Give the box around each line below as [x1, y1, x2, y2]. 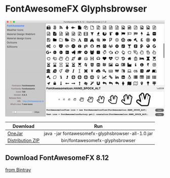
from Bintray [5, 167, 31, 173]
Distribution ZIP [7, 138, 40, 144]
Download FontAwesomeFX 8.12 [5, 153, 109, 162]
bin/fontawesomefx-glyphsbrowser [61, 138, 136, 144]
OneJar [7, 130, 23, 137]
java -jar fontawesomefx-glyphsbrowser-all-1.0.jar [44, 130, 153, 137]
